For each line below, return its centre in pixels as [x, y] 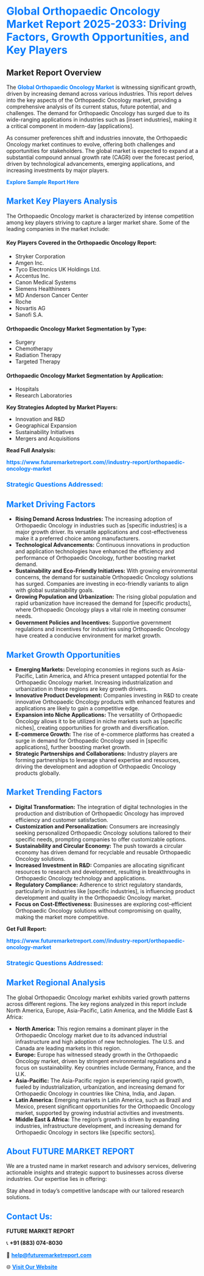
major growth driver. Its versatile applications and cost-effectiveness [101, 532]
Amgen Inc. [30, 263]
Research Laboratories [44, 396]
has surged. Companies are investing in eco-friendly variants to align [102, 584]
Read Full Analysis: [31, 451]
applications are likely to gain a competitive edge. [77, 708]
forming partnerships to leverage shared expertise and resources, [98, 760]
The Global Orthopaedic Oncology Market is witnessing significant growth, [101, 87]
